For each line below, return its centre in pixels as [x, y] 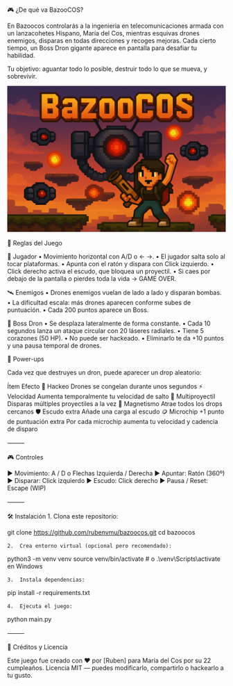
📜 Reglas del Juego [35, 243]
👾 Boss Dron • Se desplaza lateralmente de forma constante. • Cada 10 [109, 323]
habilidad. [21, 55]
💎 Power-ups [26, 359]
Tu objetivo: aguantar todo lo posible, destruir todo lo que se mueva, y [107, 69]
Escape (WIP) [27, 488]
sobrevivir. [22, 76]
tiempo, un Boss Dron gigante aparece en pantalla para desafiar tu [102, 48]
